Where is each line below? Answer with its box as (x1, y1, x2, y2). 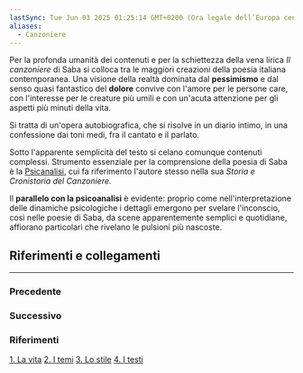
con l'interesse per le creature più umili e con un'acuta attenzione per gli (9, 93, 279, 104)
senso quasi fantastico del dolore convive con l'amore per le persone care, (9, 83, 289, 95)
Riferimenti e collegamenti (9, 248, 161, 263)
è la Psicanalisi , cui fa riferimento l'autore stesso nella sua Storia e (9, 166, 255, 177)
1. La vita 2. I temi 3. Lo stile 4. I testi (9, 354, 144, 365)
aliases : (9, 22, 42, 31)
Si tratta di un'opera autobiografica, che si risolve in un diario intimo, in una (9, 120, 289, 131)
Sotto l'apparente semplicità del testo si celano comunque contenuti (9, 147, 262, 158)
